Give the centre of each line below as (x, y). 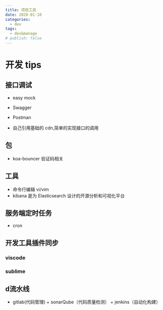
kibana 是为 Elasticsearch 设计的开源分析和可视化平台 (69, 195)
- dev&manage (24, 33)
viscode (15, 258)
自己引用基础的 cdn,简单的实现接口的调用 (55, 128)
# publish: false (24, 39)
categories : (18, 19)
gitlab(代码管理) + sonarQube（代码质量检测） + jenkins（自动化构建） (87, 302)
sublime (15, 271)
